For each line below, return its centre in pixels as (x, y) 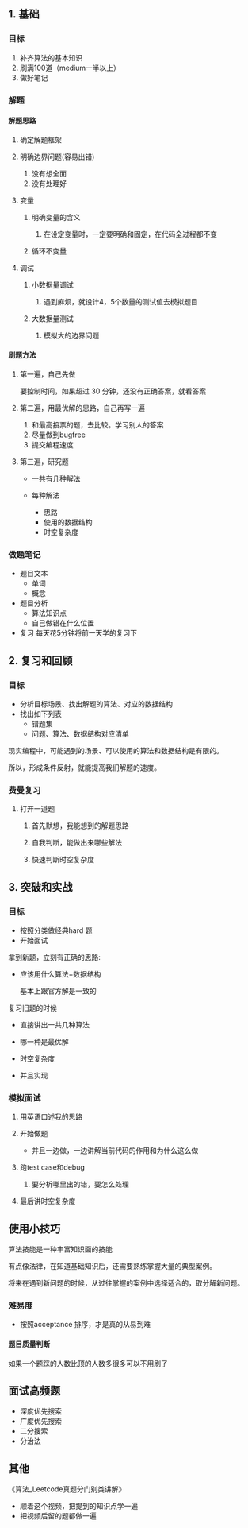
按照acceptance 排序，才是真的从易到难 (85, 1325)
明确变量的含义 (56, 217)
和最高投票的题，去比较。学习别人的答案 (97, 425)
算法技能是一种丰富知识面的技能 (60, 1249)
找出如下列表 (40, 714)
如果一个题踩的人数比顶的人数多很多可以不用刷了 (88, 1363)
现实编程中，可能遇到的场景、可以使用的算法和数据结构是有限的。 (116, 750)
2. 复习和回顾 (40, 661)
